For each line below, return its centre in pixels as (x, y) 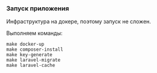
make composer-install (35, 49)
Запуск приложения (38, 8)
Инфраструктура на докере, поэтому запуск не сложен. (79, 22)
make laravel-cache (31, 65)
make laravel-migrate (34, 60)
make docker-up (25, 44)
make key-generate (29, 55)
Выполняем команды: (34, 33)
